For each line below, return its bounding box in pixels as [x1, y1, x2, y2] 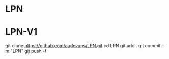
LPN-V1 [5, 26, 38, 38]
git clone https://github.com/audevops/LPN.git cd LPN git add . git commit [5, 43, 161, 49]
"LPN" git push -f [10, 48, 47, 54]
